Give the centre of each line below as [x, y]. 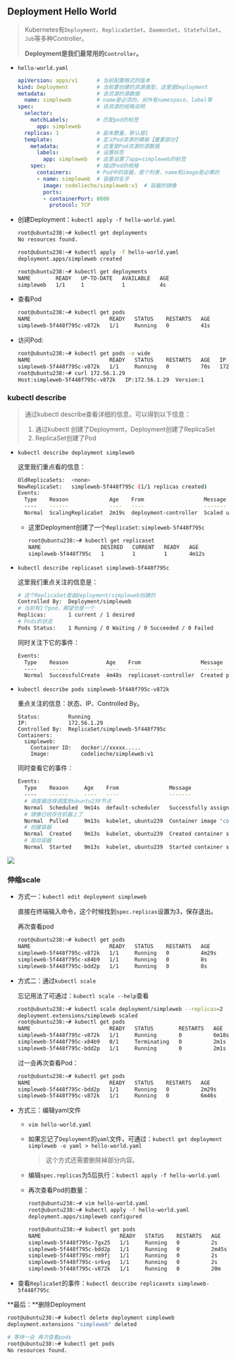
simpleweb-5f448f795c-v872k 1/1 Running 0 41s [114, 326]
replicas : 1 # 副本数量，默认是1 [86, 133]
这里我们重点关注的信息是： [58, 581]
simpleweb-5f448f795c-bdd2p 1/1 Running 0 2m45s [128, 1249]
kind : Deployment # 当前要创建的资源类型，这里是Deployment [113, 87]
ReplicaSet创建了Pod [66, 438]
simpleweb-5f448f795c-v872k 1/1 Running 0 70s [114, 367]
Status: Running [54, 717]
